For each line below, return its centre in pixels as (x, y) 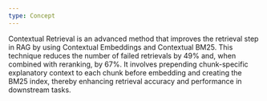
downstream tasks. (40, 90)
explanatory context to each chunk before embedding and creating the (125, 72)
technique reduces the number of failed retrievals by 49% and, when (122, 55)
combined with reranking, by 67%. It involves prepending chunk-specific (128, 64)
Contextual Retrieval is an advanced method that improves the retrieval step (133, 38)
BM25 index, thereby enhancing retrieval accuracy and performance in (125, 81)
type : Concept (32, 16)
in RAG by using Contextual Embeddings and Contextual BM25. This (121, 47)
